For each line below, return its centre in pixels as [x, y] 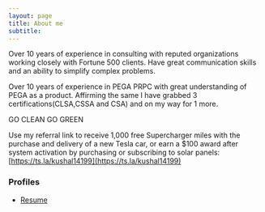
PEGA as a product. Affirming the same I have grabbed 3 [103, 95]
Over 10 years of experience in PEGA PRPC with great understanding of [128, 87]
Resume [34, 200]
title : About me [36, 23]
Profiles [24, 182]
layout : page [30, 16]
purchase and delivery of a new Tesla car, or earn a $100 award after [124, 144]
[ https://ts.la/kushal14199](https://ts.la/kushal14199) [95, 161]
